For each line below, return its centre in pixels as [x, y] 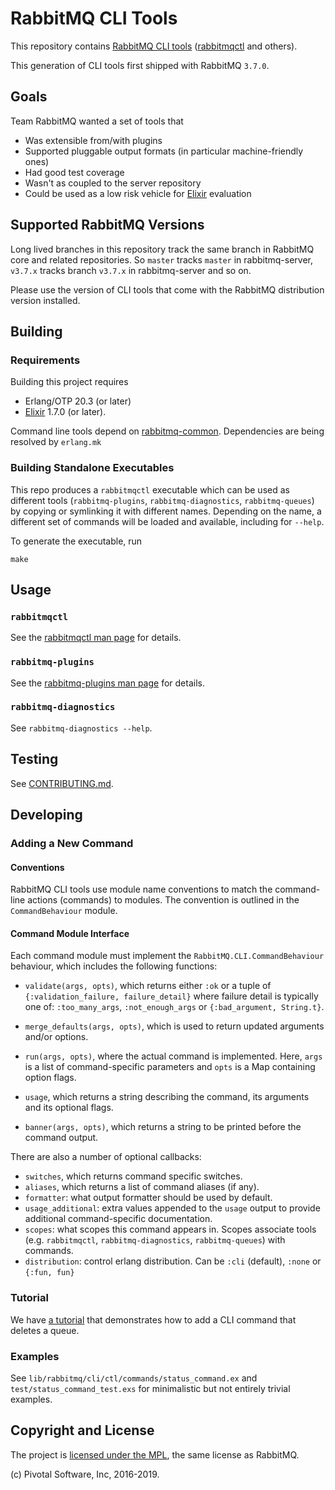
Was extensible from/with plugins [93, 140]
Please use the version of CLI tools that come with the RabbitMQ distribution [167, 289]
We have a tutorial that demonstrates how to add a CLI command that [153, 1319]
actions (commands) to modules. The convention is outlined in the [163, 900]
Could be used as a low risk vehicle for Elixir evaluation [138, 193]
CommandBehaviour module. [64, 911]
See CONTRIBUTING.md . [62, 783]
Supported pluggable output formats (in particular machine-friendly [164, 151]
